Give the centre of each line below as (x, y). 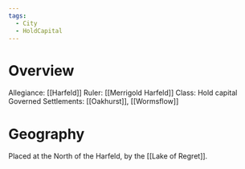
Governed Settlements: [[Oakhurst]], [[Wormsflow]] (94, 101)
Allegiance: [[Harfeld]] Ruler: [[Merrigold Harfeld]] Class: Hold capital (123, 93)
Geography (47, 134)
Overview (41, 70)
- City (27, 23)
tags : (17, 16)
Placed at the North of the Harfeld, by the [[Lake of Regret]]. (108, 156)
